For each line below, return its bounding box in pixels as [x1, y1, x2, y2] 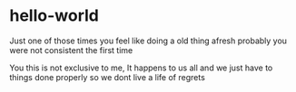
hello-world [9, 5, 100, 26]
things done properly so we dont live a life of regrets [9, 71, 206, 82]
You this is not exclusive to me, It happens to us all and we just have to [9, 62, 273, 73]
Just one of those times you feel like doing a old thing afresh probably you [9, 35, 288, 46]
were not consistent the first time [9, 44, 133, 55]
